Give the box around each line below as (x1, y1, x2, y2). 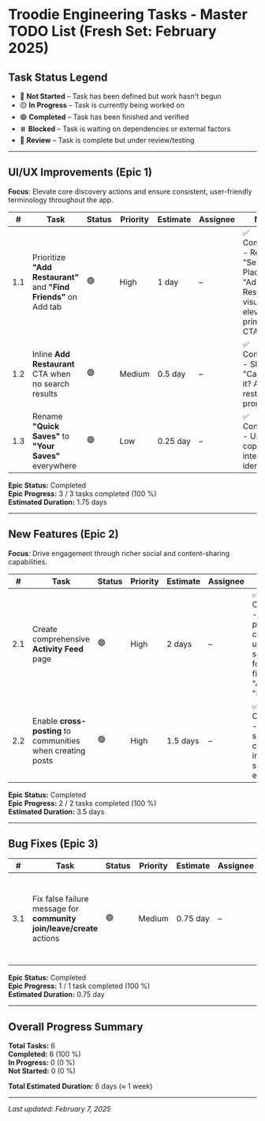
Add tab (32, 301, 62, 312)
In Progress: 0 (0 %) (8, 1058, 76, 1067)
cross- (59, 715, 87, 726)
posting (32, 725, 62, 736)
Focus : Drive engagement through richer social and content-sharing (8, 548, 230, 558)
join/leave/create (32, 923, 99, 934)
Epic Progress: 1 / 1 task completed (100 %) (8, 981, 151, 991)
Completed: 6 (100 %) (8, 1049, 81, 1059)
